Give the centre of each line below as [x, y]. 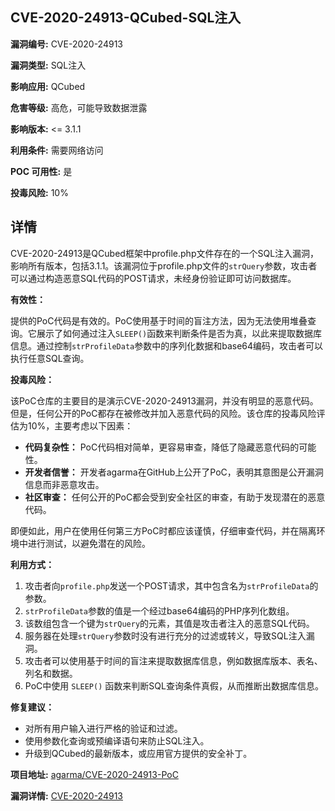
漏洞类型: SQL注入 [48, 65]
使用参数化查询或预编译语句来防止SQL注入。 [117, 740]
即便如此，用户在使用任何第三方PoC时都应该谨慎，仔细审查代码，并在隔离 [163, 530]
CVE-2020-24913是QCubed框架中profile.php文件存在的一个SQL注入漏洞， [165, 253]
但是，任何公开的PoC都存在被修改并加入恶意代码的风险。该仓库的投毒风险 [163, 413]
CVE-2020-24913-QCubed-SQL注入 [126, 18]
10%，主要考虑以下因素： [80, 425]
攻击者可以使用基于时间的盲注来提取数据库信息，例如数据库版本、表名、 [173, 660]
